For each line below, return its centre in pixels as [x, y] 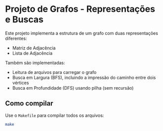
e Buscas [24, 19]
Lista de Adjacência [32, 53]
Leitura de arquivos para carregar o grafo [54, 72]
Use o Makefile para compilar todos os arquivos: [55, 115]
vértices [20, 83]
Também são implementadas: [35, 63]
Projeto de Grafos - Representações [80, 9]
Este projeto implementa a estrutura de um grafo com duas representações [81, 33]
